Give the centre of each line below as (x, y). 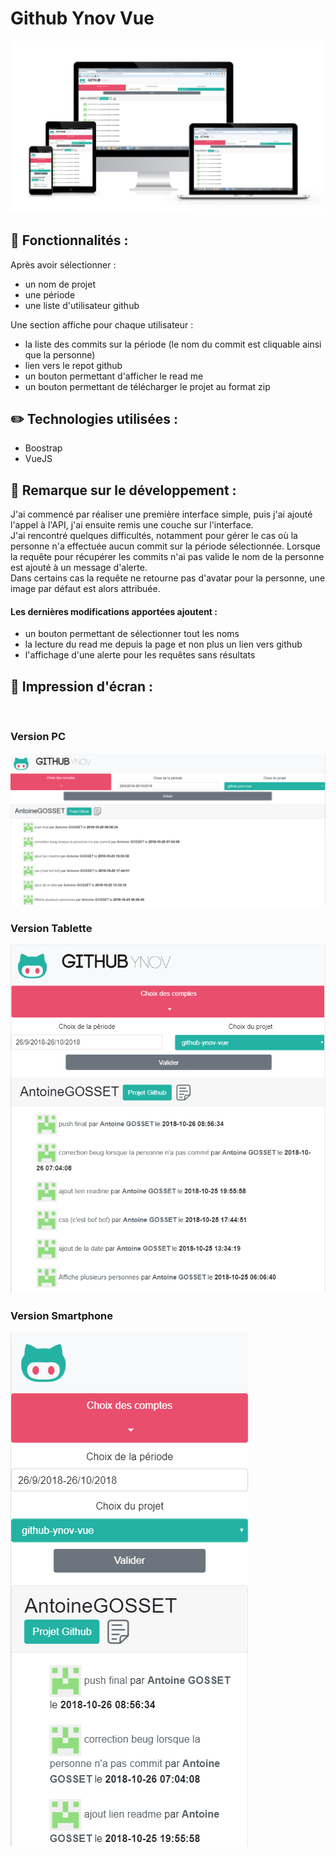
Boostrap (43, 448)
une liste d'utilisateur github (82, 305)
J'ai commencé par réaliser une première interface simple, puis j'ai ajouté (161, 514)
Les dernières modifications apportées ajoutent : (114, 611)
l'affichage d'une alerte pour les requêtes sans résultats (140, 655)
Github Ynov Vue (82, 18)
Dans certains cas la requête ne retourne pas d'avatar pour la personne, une (168, 578)
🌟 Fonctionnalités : (69, 240)
